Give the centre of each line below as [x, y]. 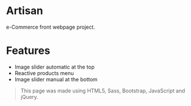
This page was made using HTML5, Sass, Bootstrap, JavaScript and [103, 90]
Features [28, 51]
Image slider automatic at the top [55, 67]
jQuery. [29, 97]
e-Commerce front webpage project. [51, 27]
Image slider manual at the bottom [56, 79]
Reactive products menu [44, 73]
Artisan [25, 11]
